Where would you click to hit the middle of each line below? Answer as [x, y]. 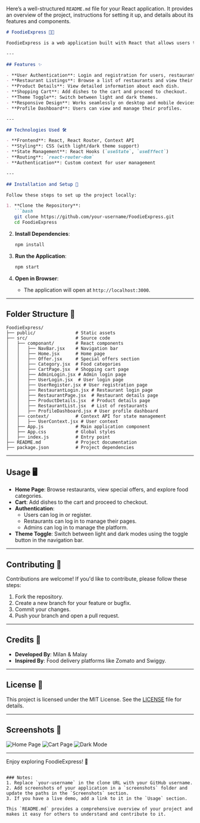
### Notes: [20, 777]
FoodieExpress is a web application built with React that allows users [98, 43]
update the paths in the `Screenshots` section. [68, 793]
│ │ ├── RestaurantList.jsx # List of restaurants [77, 406]
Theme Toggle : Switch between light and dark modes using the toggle [101, 534]
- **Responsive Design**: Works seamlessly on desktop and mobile [90, 103]
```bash [24, 211]
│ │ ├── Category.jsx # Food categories [63, 364]
